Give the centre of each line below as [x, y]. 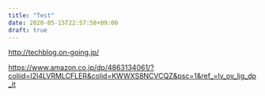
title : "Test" [32, 15]
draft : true [28, 30]
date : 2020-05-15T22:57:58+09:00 [63, 23]
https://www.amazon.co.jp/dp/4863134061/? [81, 68]
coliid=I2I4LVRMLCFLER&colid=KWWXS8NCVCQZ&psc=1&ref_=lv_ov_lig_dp [132, 76]
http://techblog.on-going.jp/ [54, 53]
